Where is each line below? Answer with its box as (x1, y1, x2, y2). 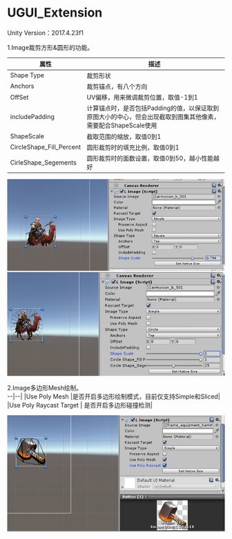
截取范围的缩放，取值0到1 (86, 132, 162, 140)
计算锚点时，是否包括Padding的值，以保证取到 (86, 104, 220, 112)
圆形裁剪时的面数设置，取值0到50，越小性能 (86, 154, 214, 163)
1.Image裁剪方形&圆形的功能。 (7, 43, 94, 51)
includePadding (10, 112, 55, 120)
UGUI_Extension (7, 5, 103, 21)
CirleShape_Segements (10, 158, 77, 167)
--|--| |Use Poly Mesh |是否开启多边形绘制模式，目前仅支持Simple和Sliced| (7, 392, 221, 401)
